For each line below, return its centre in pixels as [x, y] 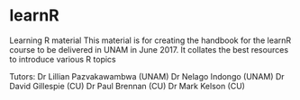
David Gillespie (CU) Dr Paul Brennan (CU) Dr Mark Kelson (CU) [127, 86]
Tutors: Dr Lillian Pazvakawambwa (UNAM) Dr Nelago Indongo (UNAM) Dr [147, 76]
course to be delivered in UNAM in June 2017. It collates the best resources [149, 49]
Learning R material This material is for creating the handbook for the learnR [150, 40]
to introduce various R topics [63, 59]
